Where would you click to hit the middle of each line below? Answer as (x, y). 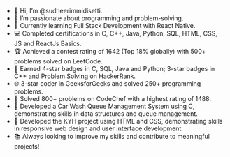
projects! (27, 146)
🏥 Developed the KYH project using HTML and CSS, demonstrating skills (118, 121)
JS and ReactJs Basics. (48, 43)
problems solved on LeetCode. (58, 61)
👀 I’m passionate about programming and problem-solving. (99, 18)
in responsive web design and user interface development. (99, 128)
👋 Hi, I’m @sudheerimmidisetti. (58, 11)
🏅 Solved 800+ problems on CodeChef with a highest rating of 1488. (113, 99)
